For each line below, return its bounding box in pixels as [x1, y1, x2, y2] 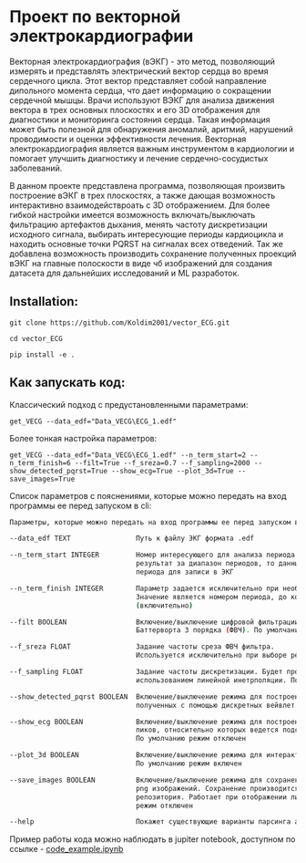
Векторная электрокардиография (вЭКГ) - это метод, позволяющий [9, 56, 276, 67]
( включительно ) [135, 600, 194, 610]
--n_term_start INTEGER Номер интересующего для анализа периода [9, 550, 296, 560]
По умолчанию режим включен [135, 759, 243, 768]
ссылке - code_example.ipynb [9, 844, 124, 855]
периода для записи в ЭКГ [135, 567, 234, 577]
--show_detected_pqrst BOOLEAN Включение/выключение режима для [9, 691, 262, 702]
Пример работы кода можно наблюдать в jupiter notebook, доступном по [9, 834, 296, 845]
